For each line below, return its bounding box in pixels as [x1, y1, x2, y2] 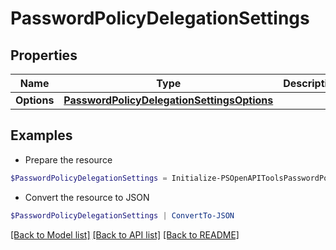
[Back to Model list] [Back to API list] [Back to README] [10, 228, 240, 241]
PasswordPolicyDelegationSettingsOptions [63, 93, 274, 107]
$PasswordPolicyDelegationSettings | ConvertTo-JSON [10, 210, 235, 221]
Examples [10, 127, 73, 144]
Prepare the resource [24, 153, 113, 166]
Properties [10, 47, 78, 64]
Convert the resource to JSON [24, 191, 150, 203]
